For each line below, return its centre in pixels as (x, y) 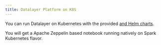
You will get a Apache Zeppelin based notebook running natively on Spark (81, 33)
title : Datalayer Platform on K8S (41, 10)
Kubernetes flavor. (24, 38)
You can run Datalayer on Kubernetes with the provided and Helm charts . (80, 23)
